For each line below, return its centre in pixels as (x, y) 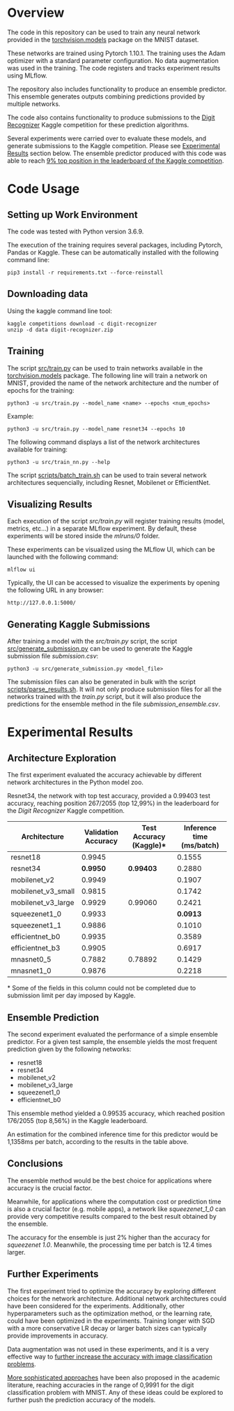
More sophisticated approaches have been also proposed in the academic (114, 1377)
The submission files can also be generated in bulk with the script (102, 682)
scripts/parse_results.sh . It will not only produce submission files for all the (115, 689)
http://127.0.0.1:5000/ (42, 603)
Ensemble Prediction (53, 1017)
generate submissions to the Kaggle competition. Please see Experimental (114, 145)
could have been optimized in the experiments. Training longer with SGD (111, 1320)
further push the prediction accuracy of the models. (81, 1400)
